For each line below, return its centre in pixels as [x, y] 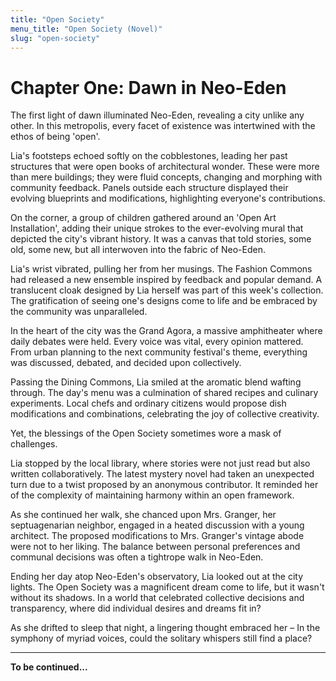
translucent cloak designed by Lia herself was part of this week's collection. [167, 290]
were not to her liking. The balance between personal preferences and [155, 547]
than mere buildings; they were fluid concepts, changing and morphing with [166, 177]
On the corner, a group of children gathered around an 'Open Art [143, 218]
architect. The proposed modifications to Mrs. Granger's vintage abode [157, 536]
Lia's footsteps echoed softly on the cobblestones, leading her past [149, 156]
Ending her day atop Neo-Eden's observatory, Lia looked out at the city [157, 577]
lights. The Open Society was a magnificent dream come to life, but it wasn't [167, 587]
